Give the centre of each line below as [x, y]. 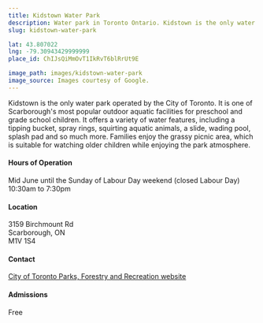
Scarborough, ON [37, 232]
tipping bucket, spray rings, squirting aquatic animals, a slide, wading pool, [130, 128]
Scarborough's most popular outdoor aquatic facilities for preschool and [125, 111]
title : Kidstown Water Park [54, 15]
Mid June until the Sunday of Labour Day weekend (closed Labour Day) [124, 180]
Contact [22, 259]
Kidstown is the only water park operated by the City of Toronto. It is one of [131, 102]
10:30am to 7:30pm [39, 188]
